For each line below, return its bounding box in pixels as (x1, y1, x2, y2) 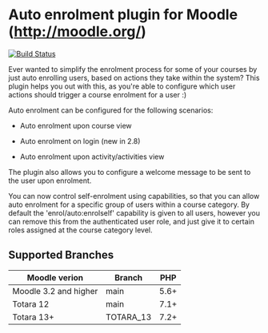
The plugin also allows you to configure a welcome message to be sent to (8, 167, 251, 176)
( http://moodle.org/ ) (8, 22, 146, 41)
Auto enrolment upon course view (19, 121, 132, 130)
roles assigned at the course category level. (8, 225, 153, 235)
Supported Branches (8, 248, 114, 262)
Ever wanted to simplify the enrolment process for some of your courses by (8, 64, 258, 73)
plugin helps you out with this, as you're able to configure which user (8, 81, 236, 91)
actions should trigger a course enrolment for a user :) (8, 89, 187, 99)
